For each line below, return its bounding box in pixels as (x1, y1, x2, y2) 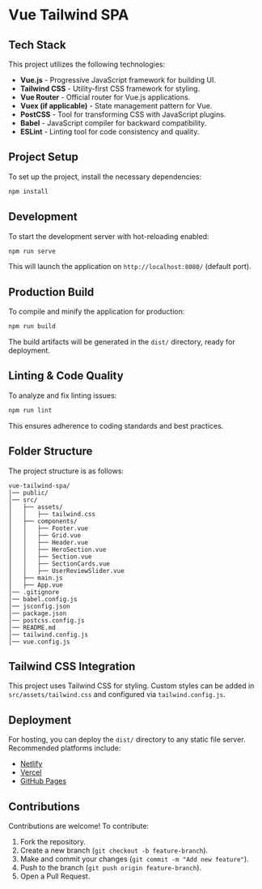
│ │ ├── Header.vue (8, 538, 89, 546)
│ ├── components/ (8, 517, 78, 525)
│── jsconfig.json (8, 602, 70, 610)
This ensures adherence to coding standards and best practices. (8, 421, 224, 430)
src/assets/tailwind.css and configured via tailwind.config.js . (8, 690, 226, 699)
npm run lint (8, 406, 53, 414)
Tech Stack (8, 38, 66, 52)
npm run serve (8, 247, 57, 255)
